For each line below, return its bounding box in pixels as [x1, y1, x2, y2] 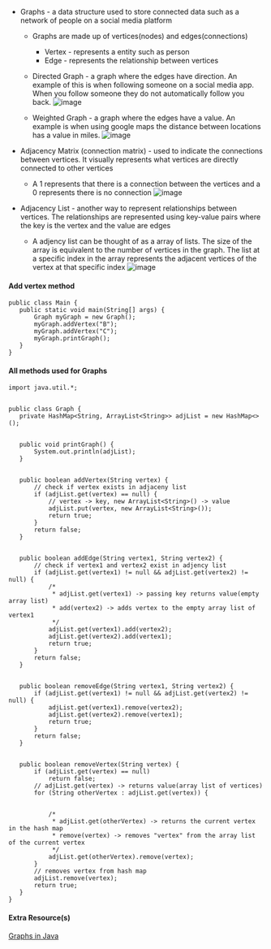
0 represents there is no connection [32, 188, 153, 197]
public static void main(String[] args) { [19, 306, 165, 314]
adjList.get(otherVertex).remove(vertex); [48, 853, 195, 861]
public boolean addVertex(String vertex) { [19, 476, 169, 484]
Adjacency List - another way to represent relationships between [19, 203, 237, 213]
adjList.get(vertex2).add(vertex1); [48, 633, 173, 641]
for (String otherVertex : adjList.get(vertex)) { [33, 789, 209, 797]
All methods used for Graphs [8, 366, 108, 375]
